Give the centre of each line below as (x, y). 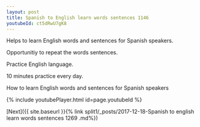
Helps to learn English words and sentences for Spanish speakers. (90, 41)
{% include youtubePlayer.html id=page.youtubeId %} (74, 100)
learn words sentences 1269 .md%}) (52, 118)
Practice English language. (40, 64)
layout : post (23, 12)
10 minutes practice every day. (45, 76)
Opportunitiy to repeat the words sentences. (62, 53)
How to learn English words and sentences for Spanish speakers (88, 88)
